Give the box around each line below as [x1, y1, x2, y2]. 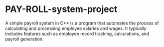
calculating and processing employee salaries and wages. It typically [5, 25, 147, 31]
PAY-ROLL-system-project [5, 3, 118, 15]
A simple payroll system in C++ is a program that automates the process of [5, 20, 159, 26]
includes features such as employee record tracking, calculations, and [5, 30, 150, 36]
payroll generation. [5, 36, 44, 42]
